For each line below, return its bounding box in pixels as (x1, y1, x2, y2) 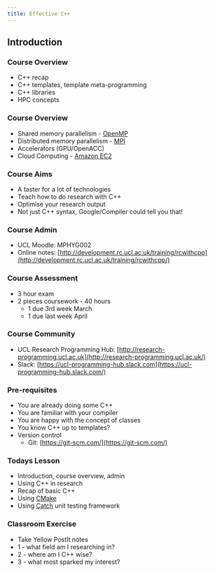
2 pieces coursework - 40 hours (17, 296, 111, 305)
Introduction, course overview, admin (17, 472, 125, 480)
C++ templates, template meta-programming (17, 81, 147, 89)
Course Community (7, 329, 76, 339)
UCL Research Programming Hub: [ (17, 345, 120, 353)
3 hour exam (17, 289, 55, 298)
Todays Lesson (7, 456, 60, 466)
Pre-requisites (7, 385, 57, 395)
